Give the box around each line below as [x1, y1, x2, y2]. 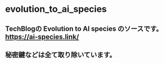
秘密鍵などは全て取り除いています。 [5, 51, 116, 59]
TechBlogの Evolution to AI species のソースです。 [5, 24, 159, 33]
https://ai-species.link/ [5, 32, 79, 41]
